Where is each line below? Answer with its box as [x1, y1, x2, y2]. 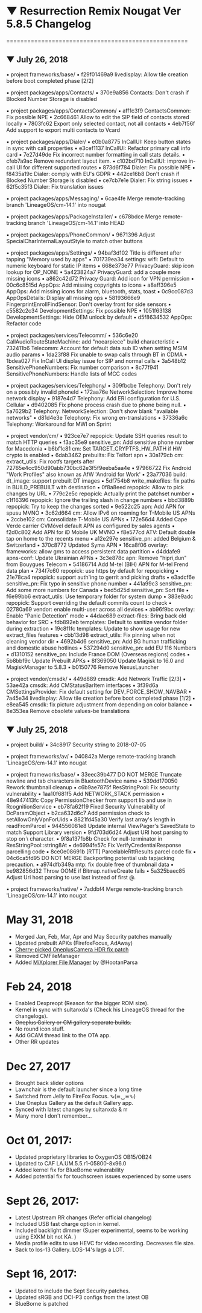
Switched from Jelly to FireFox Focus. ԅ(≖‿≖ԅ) [14, 1093, 136, 1100]
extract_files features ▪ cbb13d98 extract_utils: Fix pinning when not [6, 631, 175, 639]
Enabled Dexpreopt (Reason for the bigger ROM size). [14, 1000, 149, 1007]
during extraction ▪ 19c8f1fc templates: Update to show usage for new [6, 625, 181, 632]
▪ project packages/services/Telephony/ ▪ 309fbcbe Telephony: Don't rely [6, 382, 192, 389]
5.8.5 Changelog [6, 17, 92, 31]
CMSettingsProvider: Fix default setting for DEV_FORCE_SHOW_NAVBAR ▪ [6, 688, 192, 695]
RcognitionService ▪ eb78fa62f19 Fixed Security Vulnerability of [6, 803, 165, 810]
